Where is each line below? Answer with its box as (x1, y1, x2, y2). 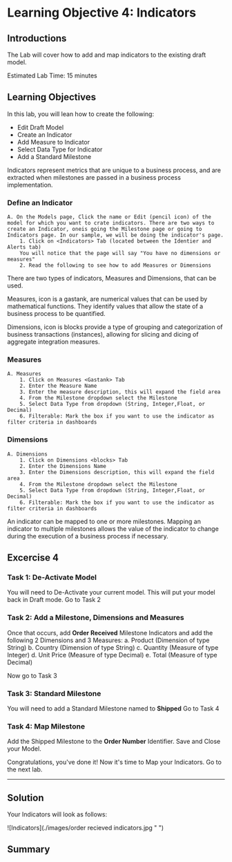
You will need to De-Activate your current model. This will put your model (7, 588, 215, 597)
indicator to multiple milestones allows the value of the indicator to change (7, 524, 219, 533)
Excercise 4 (7, 552, 59, 564)
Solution (7, 791, 44, 803)
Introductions (7, 32, 67, 44)
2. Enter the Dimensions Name (19, 462, 107, 469)
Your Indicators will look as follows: (7, 810, 108, 818)
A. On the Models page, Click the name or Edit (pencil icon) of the (7, 214, 212, 221)
